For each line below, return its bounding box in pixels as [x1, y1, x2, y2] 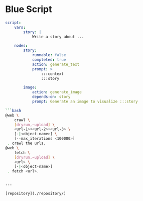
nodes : [14, 43, 28, 48]
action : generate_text [32, 62, 80, 67]
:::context [41, 71, 64, 76]
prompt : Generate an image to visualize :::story [32, 99, 138, 104]
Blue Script [5, 4, 52, 15]
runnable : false [32, 53, 66, 58]
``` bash [5, 108, 22, 113]
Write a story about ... [32, 34, 84, 39]
